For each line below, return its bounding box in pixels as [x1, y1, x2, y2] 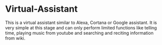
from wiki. [5, 35, 26, 41]
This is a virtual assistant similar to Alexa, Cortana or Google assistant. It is [5, 20, 157, 25]
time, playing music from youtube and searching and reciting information [5, 30, 154, 36]
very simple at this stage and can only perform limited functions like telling [5, 24, 157, 30]
